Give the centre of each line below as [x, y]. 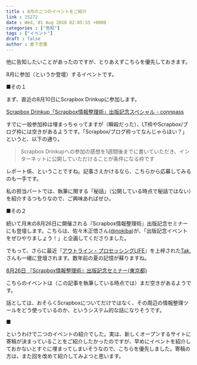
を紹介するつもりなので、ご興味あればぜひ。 [60, 198]
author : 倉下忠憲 [27, 45]
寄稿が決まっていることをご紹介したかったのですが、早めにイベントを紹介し [98, 341]
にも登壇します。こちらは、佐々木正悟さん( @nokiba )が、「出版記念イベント [97, 230]
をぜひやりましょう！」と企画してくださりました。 [68, 238]
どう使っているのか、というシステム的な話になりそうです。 [93, 310]
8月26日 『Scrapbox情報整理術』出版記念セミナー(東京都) [77, 270]
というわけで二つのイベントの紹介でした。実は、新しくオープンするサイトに [99, 334]
